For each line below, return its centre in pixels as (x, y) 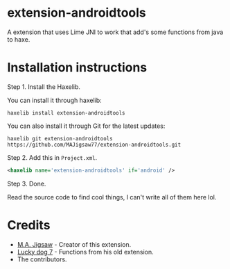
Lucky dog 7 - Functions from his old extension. (85, 252)
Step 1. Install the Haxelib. (44, 87)
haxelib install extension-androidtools (67, 113)
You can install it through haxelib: (54, 100)
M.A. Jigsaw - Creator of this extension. (74, 244)
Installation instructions (77, 68)
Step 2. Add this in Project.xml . (52, 157)
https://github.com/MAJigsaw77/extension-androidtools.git (94, 145)
